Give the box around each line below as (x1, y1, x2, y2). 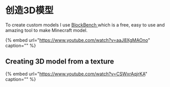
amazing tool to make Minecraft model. (5, 27, 88, 33)
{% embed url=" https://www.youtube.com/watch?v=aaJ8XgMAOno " (5, 37, 150, 43)
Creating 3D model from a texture (5, 57, 114, 66)
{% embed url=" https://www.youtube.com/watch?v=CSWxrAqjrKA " (5, 71, 147, 77)
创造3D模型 (5, 5, 54, 16)
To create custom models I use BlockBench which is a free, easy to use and (5, 21, 165, 28)
